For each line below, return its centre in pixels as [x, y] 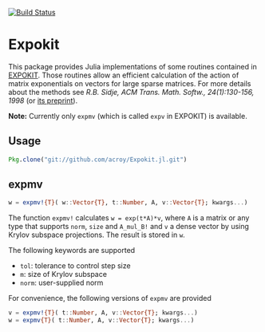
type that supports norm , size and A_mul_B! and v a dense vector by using [129, 227]
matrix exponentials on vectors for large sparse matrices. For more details [130, 83]
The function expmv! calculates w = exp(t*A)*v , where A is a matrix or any [129, 218]
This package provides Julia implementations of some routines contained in [132, 66]
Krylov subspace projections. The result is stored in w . [97, 235]
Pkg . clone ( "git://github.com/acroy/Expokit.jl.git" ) [98, 160]
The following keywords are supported [72, 251]
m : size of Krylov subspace [63, 275]
